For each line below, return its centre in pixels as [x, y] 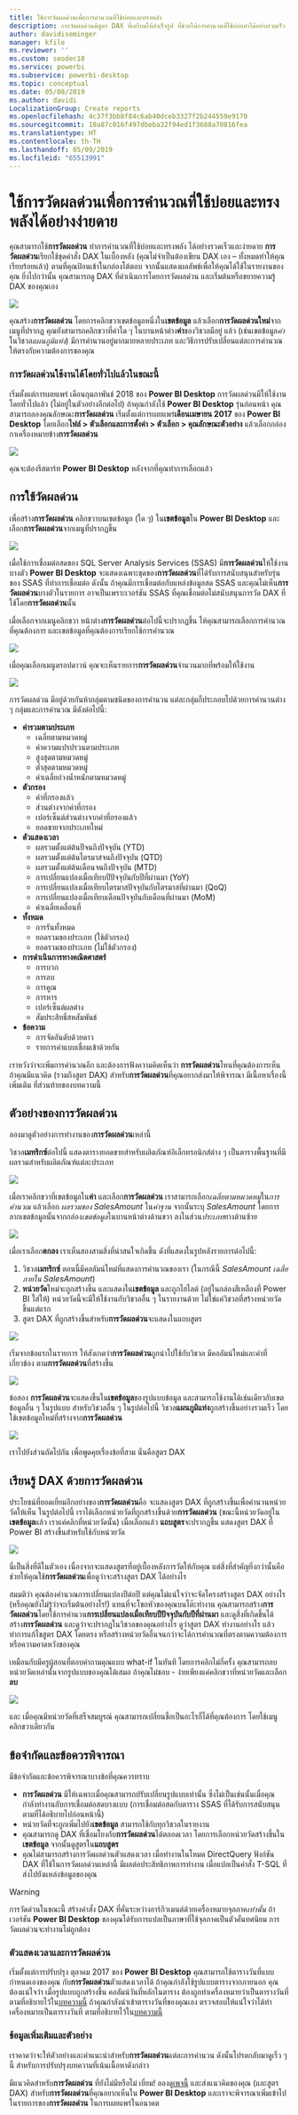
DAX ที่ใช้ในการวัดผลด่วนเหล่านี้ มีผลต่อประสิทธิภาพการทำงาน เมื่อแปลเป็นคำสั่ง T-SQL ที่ [154, 1864]
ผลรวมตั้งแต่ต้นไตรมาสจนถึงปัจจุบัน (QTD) [99, 857]
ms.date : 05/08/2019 [47, 92]
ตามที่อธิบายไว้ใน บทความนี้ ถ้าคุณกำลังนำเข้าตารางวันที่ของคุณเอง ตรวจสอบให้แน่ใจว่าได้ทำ [141, 2002]
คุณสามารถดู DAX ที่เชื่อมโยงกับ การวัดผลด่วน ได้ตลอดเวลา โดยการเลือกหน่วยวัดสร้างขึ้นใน [153, 1834]
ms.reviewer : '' [39, 51]
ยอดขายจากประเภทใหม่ [69, 826]
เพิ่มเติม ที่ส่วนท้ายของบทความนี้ [55, 1084]
